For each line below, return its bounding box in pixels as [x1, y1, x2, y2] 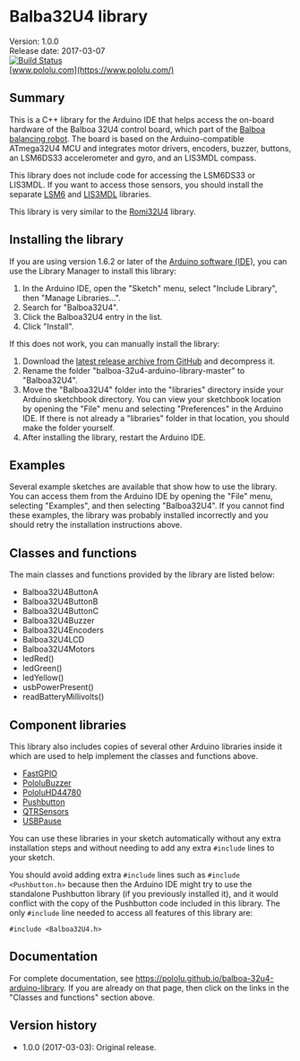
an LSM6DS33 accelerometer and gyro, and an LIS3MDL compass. [9, 152, 257, 163]
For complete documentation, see [9, 972, 134, 983]
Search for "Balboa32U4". [21, 302, 119, 313]
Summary [9, 91, 65, 106]
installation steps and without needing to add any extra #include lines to [9, 842, 275, 853]
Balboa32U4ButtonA [21, 587, 99, 598]
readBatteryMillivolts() [21, 692, 105, 703]
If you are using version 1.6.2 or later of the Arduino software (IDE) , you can [9, 255, 287, 266]
